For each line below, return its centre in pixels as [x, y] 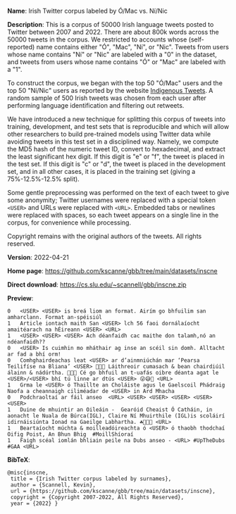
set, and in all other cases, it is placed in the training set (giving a [101, 171]
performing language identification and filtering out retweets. [96, 105]
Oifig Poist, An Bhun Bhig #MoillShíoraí [70, 434]
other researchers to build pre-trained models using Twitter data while [109, 134]
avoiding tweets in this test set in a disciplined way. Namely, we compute [113, 142]
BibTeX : [19, 460]
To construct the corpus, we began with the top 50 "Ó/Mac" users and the [115, 83]
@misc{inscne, [28, 472]
